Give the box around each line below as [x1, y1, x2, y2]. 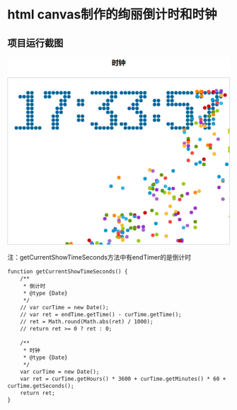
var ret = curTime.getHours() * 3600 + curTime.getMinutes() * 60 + [20, 375, 226, 382]
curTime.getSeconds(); [7, 382, 74, 389]
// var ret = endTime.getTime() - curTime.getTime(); [20, 311, 182, 318]
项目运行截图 [7, 37, 64, 49]
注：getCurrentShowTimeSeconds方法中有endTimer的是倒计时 [7, 253, 192, 261]
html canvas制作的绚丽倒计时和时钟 [7, 6, 217, 23]
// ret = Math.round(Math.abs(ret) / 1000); [20, 318, 154, 325]
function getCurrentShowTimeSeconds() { [7, 267, 129, 275]
